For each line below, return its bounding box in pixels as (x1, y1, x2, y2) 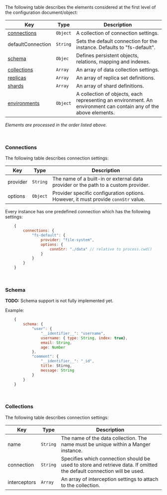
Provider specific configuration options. (52, 190, 145, 197)
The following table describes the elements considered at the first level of (5, 4, 156, 10)
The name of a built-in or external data (52, 175, 143, 182)
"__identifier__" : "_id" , (40, 359, 94, 364)
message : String (40, 368, 75, 373)
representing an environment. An (76, 97, 153, 103)
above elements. (76, 109, 115, 116)
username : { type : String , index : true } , (40, 335, 128, 340)
